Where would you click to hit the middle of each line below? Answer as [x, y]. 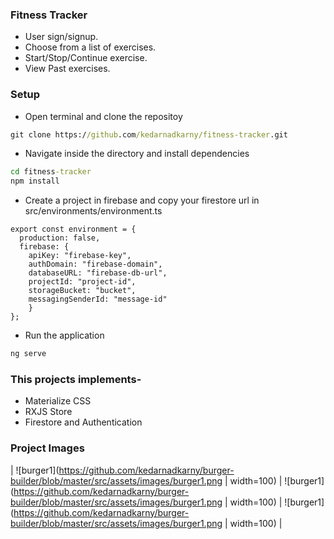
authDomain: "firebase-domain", [95, 264]
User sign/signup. [61, 37]
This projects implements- [76, 380]
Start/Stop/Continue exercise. [86, 58]
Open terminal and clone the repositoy [103, 116]
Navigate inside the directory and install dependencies [137, 154]
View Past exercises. [67, 69]
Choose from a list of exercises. [90, 47]
